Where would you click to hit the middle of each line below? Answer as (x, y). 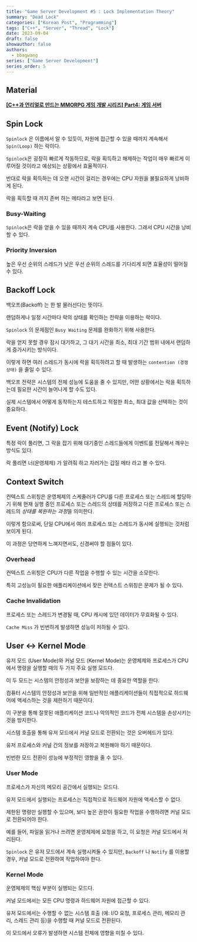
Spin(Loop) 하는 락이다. (33, 146)
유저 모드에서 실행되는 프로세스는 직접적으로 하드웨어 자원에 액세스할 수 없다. (94, 799)
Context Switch (35, 482)
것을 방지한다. (22, 720)
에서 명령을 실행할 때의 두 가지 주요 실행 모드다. (60, 668)
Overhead (21, 559)
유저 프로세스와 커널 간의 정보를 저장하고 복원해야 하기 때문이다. (79, 745)
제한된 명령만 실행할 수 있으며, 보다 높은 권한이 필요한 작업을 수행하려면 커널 (93, 811)
